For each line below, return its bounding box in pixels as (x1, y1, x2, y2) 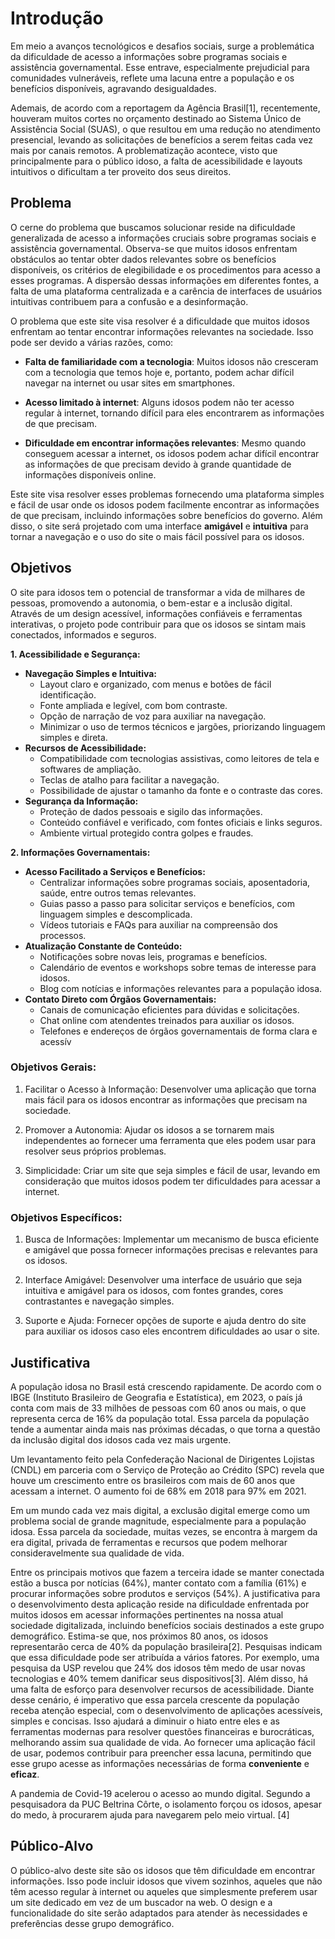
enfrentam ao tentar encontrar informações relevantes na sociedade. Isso (10, 325, 314, 337)
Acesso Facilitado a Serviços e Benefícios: (24, 865, 206, 877)
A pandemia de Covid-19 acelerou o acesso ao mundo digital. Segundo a (10, 1787, 311, 1799)
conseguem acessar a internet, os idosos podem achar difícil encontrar (24, 447, 320, 459)
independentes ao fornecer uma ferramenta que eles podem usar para (24, 1134, 317, 1146)
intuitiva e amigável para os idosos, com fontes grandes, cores (24, 1285, 284, 1297)
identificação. (39, 688, 97, 701)
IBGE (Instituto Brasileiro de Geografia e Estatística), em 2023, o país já (10, 1391, 303, 1403)
